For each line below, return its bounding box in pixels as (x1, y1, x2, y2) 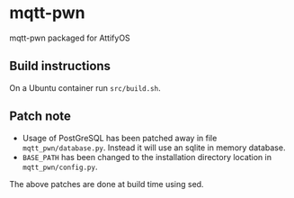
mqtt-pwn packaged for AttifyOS (9, 32, 130, 43)
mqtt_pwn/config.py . (22, 161, 98, 172)
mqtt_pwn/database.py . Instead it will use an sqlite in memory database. (22, 142, 286, 153)
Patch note (9, 109, 72, 124)
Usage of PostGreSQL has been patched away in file (22, 132, 218, 143)
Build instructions (9, 58, 111, 74)
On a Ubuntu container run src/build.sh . (9, 82, 161, 93)
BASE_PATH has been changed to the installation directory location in (22, 151, 272, 162)
